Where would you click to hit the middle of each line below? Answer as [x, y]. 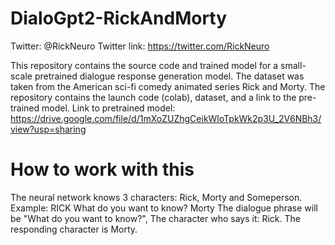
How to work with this [102, 169]
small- [293, 65]
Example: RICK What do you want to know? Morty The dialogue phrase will [164, 208]
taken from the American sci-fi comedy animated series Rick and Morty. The [168, 86]
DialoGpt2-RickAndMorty [119, 18]
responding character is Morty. [74, 229]
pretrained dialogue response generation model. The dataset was [169, 76]
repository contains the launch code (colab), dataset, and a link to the [153, 97]
